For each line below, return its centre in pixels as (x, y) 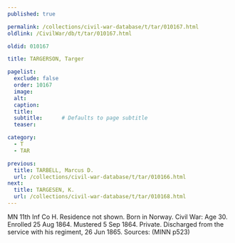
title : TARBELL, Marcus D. (54, 170)
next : (15, 183)
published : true (31, 14)
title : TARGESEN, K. (44, 190)
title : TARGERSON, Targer (46, 59)
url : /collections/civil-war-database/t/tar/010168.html (100, 197)
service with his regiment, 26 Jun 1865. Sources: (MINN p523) (99, 232)
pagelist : (22, 72)
